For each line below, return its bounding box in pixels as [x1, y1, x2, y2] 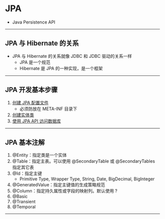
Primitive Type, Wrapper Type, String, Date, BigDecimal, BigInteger [19, 176, 155, 182]
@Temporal [12, 204, 36, 210]
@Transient [12, 199, 36, 205]
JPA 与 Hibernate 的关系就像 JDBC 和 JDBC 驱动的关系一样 [12, 53, 132, 59]
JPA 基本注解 [5, 138, 45, 146]
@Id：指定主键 [12, 170, 42, 176]
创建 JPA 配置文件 [12, 99, 49, 105]
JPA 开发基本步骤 [5, 86, 58, 94]
